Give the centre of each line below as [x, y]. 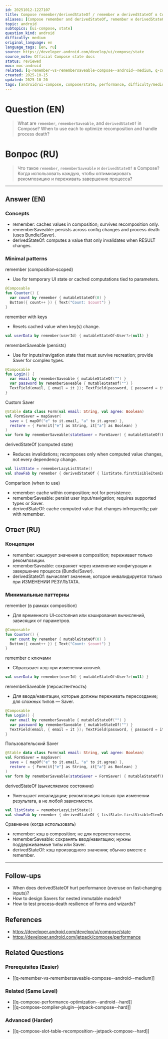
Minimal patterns [26, 259]
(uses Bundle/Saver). [34, 235]
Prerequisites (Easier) [32, 967]
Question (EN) [35, 109]
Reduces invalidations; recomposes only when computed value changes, [87, 454]
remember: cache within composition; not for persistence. [72, 493]
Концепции [20, 544]
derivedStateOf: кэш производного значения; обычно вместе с [79, 850]
